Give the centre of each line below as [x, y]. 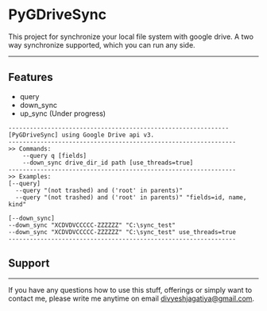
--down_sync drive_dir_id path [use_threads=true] [108, 163]
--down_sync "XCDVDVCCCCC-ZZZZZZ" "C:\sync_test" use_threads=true [122, 232]
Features [31, 77]
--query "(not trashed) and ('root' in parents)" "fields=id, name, [131, 197]
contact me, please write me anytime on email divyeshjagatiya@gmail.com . [132, 298]
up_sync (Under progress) [62, 113]
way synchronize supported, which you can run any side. [102, 44]
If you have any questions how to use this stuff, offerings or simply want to [130, 290]
